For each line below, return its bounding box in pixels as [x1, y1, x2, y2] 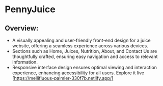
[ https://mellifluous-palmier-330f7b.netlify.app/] [12, 75, 114, 81]
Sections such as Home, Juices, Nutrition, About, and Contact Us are [12, 48, 157, 54]
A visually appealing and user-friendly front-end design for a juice [12, 37, 151, 43]
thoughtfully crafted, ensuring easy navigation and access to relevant [12, 53, 158, 60]
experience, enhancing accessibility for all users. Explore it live [12, 70, 145, 76]
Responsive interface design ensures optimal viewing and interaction [12, 65, 157, 70]
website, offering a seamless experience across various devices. [12, 43, 148, 49]
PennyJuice [5, 4, 56, 15]
